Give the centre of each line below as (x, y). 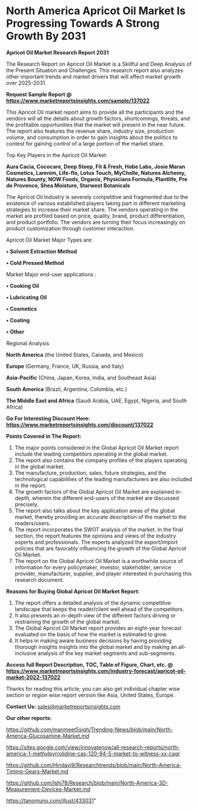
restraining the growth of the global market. (68, 622)
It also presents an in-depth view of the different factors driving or (95, 615)
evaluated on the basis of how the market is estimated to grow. (91, 634)
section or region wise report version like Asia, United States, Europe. (91, 695)
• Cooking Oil (23, 286)
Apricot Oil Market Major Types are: (50, 240)
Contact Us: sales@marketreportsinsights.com (64, 706)
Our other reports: (29, 718)
